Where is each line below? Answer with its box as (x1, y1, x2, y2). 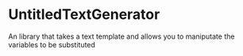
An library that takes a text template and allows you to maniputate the (8, 32, 235, 41)
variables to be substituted (8, 39, 95, 49)
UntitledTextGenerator (8, 6, 160, 24)
